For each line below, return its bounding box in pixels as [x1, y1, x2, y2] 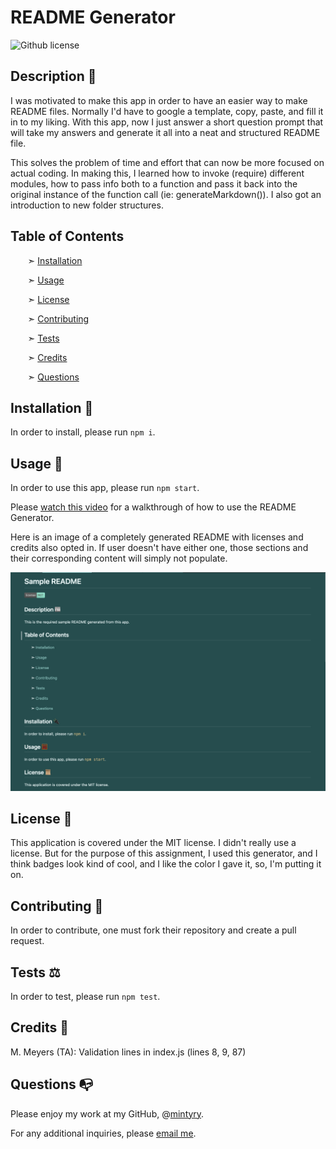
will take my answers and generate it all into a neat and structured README [10, 126, 321, 138]
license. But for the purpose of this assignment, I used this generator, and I [10, 847, 318, 860]
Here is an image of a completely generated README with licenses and [10, 531, 304, 543]
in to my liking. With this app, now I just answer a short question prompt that [10, 116, 324, 128]
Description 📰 [10, 68, 97, 85]
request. [10, 935, 45, 947]
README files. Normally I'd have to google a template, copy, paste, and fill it [10, 105, 324, 117]
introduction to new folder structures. [10, 199, 164, 211]
